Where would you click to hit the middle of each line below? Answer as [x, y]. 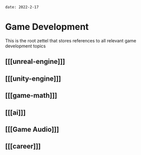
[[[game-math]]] [31, 95]
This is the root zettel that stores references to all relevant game [71, 40]
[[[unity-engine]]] [33, 78]
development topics [25, 46]
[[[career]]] [23, 146]
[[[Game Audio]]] [32, 129]
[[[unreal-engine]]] [35, 62]
